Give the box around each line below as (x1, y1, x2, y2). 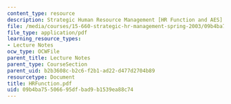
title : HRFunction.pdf (7, 80, 72, 87)
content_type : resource (7, 10, 76, 17)
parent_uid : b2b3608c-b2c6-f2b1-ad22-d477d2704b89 (7, 67, 155, 74)
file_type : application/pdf (7, 29, 88, 36)
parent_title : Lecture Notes (7, 55, 91, 62)
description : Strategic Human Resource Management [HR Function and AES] (7, 16, 223, 23)
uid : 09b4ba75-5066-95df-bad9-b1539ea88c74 (7, 86, 134, 93)
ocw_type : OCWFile (7, 49, 60, 55)
